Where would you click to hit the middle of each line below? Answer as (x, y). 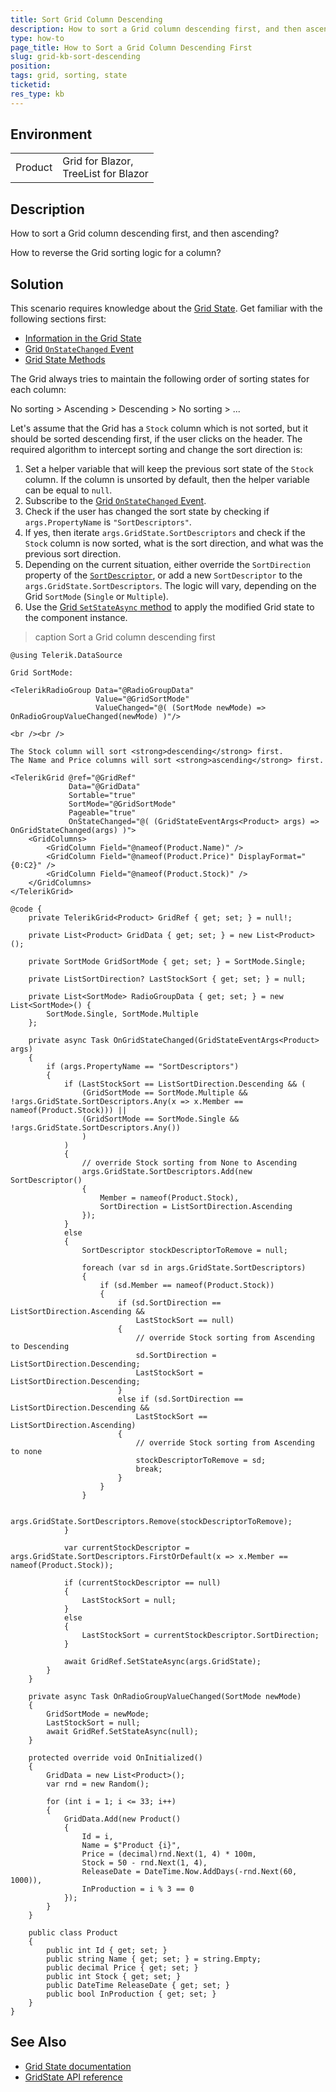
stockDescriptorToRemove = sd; (201, 1461)
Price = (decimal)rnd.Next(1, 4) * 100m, (169, 1854)
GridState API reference (73, 2077)
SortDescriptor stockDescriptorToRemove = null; (184, 1251)
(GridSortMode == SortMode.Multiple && (164, 1093)
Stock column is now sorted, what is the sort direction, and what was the (174, 543)
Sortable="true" (102, 796)
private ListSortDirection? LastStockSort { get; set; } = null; (167, 979)
